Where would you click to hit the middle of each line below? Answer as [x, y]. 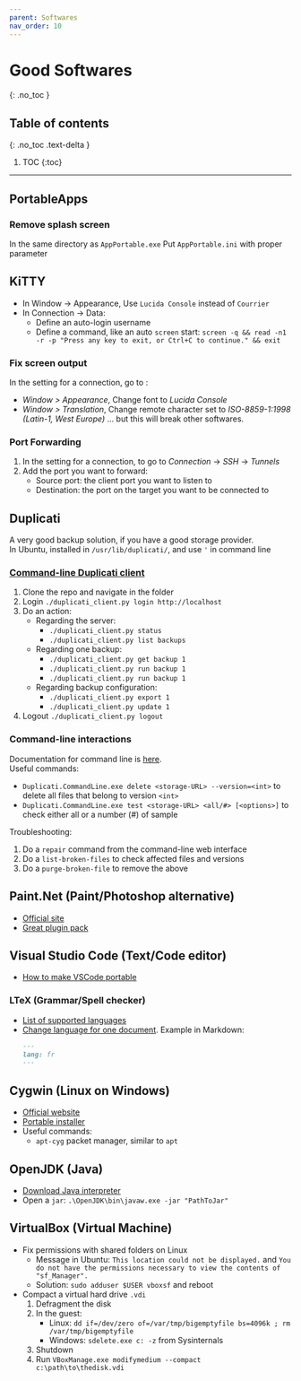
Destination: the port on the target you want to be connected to [152, 491]
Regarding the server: [76, 621]
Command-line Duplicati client [77, 573]
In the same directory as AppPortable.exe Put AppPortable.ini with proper [146, 244]
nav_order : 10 [36, 26]
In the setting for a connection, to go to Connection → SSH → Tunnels [151, 462]
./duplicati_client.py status [105, 631]
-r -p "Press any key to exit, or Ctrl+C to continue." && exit [158, 340]
